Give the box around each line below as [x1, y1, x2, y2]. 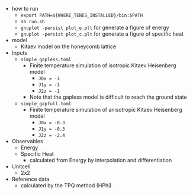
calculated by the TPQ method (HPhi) [20, 182, 112, 189]
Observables [11, 138, 43, 144]
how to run [11, 5, 38, 12]
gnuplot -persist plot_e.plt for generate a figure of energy [20, 24, 170, 31]
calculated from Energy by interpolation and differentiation [29, 157, 172, 163]
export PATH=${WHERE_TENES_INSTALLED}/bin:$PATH [20, 12, 143, 18]
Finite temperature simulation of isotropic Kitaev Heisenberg [29, 62, 176, 69]
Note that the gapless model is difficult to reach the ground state [29, 93, 188, 100]
